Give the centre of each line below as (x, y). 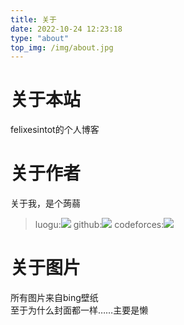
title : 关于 (33, 19)
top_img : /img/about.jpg (62, 47)
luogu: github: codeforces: (99, 225)
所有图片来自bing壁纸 (54, 298)
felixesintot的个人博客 (55, 130)
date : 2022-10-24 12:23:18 (66, 29)
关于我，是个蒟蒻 (45, 203)
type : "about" (40, 38)
